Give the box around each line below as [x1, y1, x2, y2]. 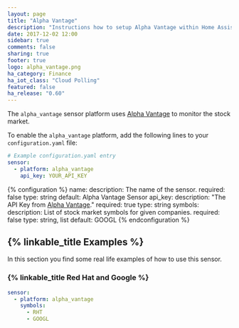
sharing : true [7, 51, 50, 58]
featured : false [7, 83, 55, 91]
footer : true [7, 57, 46, 64]
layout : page [7, 10, 46, 18]
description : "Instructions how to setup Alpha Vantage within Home [7, 24, 215, 31]
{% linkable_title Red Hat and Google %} [7, 272, 149, 282]
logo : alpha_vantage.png [7, 63, 81, 71]
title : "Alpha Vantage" [7, 17, 78, 24]
